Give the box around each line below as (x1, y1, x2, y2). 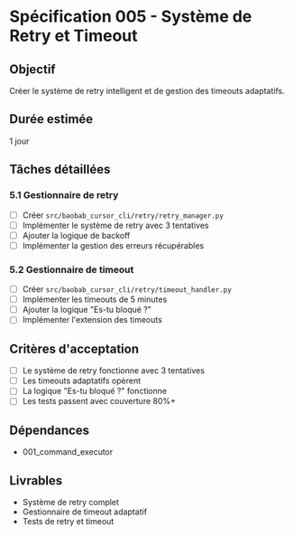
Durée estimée (9, 111, 94, 127)
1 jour (9, 136, 30, 146)
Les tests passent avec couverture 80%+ (22, 396, 177, 407)
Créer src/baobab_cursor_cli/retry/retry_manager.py (22, 210, 224, 221)
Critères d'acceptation (9, 341, 140, 356)
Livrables (9, 473, 63, 488)
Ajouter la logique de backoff (22, 230, 131, 240)
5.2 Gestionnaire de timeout (9, 263, 134, 276)
